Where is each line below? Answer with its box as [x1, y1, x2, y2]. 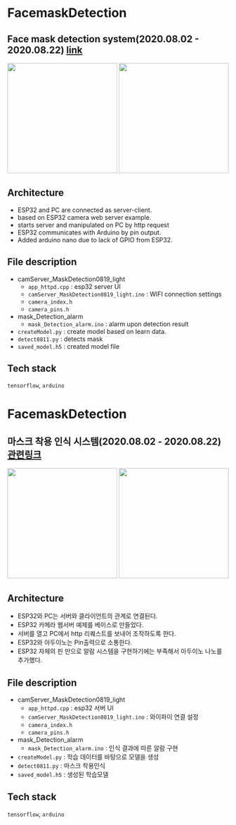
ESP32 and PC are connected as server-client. [17, 206, 152, 214]
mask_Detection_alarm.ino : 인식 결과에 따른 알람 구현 [27, 744, 178, 752]
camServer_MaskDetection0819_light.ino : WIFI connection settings [27, 290, 222, 298]
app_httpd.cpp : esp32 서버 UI [27, 704, 114, 712]
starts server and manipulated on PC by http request [17, 221, 170, 229]
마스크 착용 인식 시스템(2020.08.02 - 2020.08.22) [7, 435, 221, 448]
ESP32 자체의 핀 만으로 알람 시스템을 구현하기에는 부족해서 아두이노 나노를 [17, 647, 223, 656]
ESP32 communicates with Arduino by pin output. [17, 228, 162, 237]
